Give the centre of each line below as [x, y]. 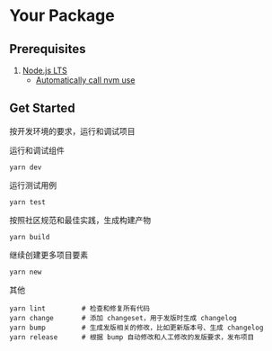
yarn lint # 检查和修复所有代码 [80, 308]
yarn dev [26, 167]
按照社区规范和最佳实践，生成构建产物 [80, 220]
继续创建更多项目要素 [48, 255]
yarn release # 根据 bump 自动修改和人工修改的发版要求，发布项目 [132, 337]
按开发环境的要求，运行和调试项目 [72, 130]
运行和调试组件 [37, 150]
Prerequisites [48, 49]
